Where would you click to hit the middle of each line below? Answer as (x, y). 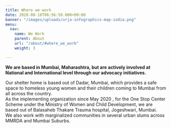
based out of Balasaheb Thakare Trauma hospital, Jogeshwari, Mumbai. (81, 110)
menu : (11, 24)
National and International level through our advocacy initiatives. (76, 73)
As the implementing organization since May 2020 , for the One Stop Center (85, 99)
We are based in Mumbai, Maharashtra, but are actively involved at (78, 67)
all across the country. (29, 93)
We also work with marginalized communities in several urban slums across (85, 115)
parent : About (29, 39)
